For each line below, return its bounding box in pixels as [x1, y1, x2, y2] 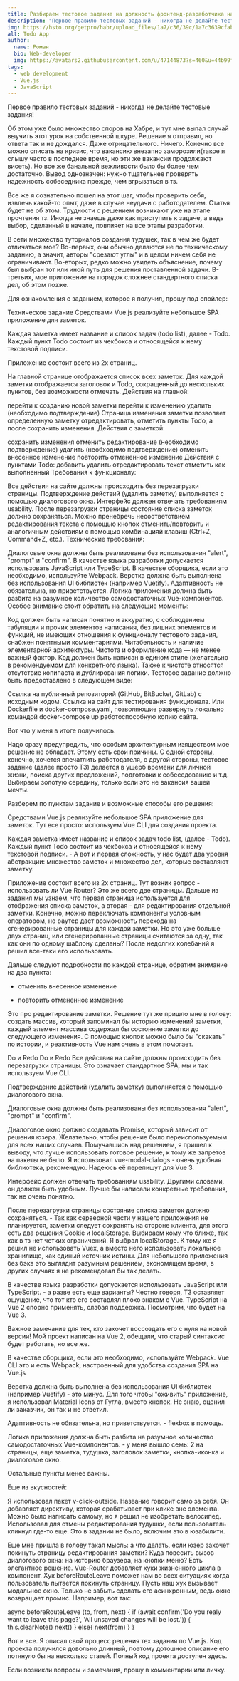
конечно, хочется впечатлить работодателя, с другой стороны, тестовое [7, 755, 229, 764]
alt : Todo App [7, 30, 50, 38]
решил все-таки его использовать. [7, 947, 114, 956]
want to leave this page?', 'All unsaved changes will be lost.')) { [7, 1615, 191, 1624]
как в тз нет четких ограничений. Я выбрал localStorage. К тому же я [7, 1236, 217, 1245]
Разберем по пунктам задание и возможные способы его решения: [7, 800, 214, 808]
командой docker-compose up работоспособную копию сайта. [7, 713, 198, 721]
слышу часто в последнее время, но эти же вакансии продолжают [7, 155, 212, 163]
